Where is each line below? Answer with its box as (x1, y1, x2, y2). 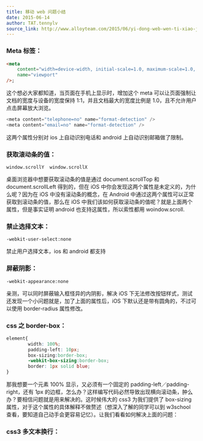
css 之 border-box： (6, 321, 66, 329)
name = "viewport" (17, 72, 59, 78)
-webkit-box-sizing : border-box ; (28, 358, 110, 364)
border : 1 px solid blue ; (28, 363, 91, 370)
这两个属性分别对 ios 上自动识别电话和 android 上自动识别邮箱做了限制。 (6, 133, 187, 141)
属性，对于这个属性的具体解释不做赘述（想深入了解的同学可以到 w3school (6, 404, 191, 411)
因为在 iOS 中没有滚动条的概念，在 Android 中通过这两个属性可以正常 (22, 191, 195, 198)
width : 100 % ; (28, 341, 61, 347)
